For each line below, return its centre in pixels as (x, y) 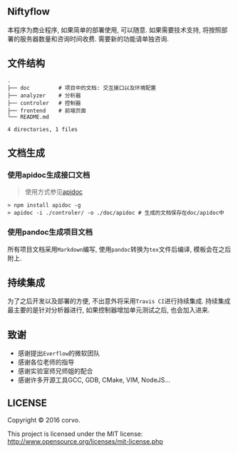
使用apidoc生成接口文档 (49, 175)
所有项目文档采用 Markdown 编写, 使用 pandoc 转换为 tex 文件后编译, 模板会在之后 (119, 249)
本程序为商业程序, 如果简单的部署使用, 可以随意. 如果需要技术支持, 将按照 (114, 30)
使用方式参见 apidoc (54, 192)
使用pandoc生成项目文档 (50, 233)
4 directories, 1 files (43, 129)
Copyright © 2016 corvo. (44, 420)
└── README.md (29, 117)
